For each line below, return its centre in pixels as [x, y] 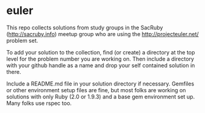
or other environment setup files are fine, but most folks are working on [96, 90]
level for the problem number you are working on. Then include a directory [100, 59]
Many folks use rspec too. [39, 103]
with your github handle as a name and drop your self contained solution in [101, 65]
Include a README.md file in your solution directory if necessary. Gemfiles [100, 84]
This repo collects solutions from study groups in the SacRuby [85, 27]
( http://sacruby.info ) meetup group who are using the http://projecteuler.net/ [102, 34]
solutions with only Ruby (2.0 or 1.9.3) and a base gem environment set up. [101, 97]
